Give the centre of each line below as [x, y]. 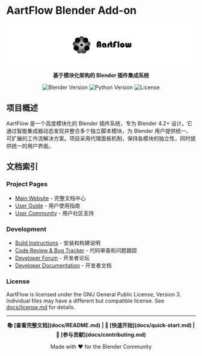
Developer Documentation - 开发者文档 [63, 265]
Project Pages [27, 184]
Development [26, 229]
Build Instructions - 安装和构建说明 [58, 243]
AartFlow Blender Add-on [72, 11]
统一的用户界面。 [32, 146]
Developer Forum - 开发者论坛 [52, 258]
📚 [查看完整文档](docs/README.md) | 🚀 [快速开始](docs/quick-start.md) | [101, 325]
